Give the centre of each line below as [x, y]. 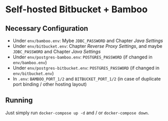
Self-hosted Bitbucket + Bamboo [77, 9]
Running [19, 100]
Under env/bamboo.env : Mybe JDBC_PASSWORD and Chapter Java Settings [88, 41]
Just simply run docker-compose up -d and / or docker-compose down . [77, 113]
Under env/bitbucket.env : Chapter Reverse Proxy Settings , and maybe [88, 46]
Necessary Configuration [47, 28]
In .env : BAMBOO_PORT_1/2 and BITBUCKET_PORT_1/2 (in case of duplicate [87, 79]
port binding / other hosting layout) [50, 84]
